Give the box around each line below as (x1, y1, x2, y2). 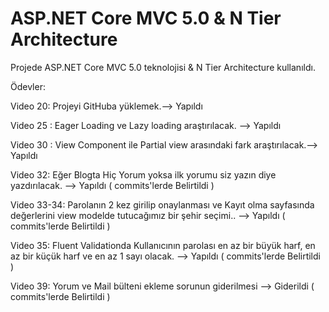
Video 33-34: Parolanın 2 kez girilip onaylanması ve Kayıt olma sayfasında (10, 198, 315, 211)
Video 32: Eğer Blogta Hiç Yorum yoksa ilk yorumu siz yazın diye (10, 168, 277, 181)
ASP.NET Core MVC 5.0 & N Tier (10, 7, 282, 30)
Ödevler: (10, 80, 46, 92)
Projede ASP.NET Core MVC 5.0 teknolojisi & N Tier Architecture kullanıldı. (10, 61, 316, 73)
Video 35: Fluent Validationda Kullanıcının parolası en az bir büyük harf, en (10, 239, 316, 251)
